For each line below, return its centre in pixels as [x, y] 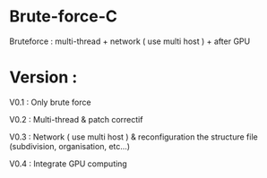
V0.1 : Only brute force [50, 102]
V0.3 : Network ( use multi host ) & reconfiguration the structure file [133, 137]
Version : [43, 77]
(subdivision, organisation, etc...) [70, 146]
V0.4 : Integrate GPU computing [68, 164]
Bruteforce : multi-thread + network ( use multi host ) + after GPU [130, 41]
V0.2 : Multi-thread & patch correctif [76, 119]
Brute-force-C [64, 17]
